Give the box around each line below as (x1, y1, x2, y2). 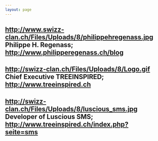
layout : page (5, 7, 32, 12)
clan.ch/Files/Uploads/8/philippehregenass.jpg (5, 33, 154, 42)
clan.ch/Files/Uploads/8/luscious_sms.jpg (5, 105, 138, 113)
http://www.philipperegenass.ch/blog (5, 49, 124, 57)
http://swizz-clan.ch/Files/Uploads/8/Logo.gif (5, 65, 150, 74)
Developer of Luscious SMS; (5, 113, 93, 121)
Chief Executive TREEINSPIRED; (5, 73, 104, 81)
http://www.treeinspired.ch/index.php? (5, 120, 129, 128)
